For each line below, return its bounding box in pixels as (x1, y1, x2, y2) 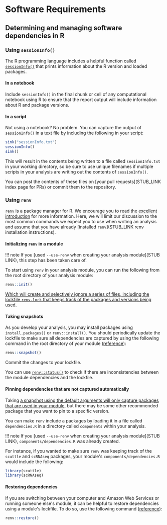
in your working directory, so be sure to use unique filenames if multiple (5, 163, 154, 169)
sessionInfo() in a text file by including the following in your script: (5, 130, 144, 136)
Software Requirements (5, 4, 106, 15)
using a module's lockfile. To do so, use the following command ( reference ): (5, 505, 162, 511)
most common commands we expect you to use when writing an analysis (5, 219, 157, 225)
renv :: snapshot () (5, 351, 42, 356)
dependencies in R (5, 31, 65, 40)
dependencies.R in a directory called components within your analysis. (5, 423, 146, 429)
